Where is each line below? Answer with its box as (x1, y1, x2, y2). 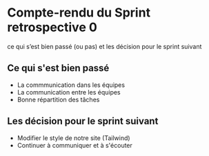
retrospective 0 (7, 19, 98, 35)
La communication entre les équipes (17, 88, 121, 96)
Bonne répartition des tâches (17, 95, 100, 104)
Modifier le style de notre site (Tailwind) (17, 133, 130, 142)
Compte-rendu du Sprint (7, 5, 150, 21)
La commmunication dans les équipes (17, 81, 126, 89)
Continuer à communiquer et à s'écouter (17, 141, 133, 149)
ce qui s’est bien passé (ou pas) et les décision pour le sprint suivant (7, 42, 202, 50)
